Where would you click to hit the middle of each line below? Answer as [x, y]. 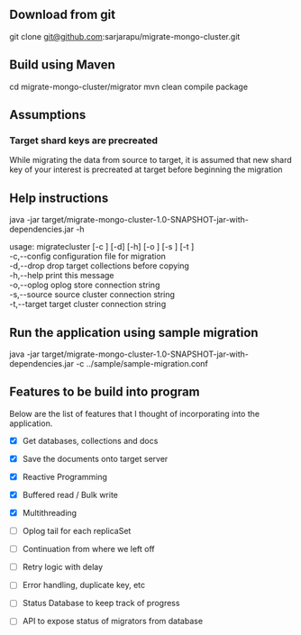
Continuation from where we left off [88, 549]
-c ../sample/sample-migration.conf [142, 363]
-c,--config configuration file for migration [88, 257]
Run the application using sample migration [134, 332]
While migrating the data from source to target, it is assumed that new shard [150, 160]
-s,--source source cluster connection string [92, 295]
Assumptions [48, 115]
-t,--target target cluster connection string [88, 304]
